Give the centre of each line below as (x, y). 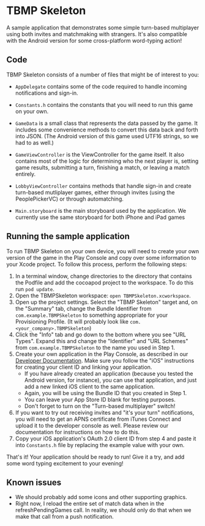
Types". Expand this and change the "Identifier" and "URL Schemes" (102, 341)
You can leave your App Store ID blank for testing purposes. (100, 399)
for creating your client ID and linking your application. (84, 367)
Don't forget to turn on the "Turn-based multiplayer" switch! (100, 406)
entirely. (25, 174)
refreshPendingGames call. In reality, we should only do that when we (103, 510)
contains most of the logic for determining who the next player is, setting (107, 161)
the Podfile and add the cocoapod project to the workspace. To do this (104, 283)
